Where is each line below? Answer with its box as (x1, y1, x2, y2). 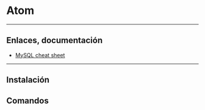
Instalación (6, 75, 50, 85)
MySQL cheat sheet (15, 51, 65, 58)
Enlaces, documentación (6, 35, 103, 46)
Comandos (6, 95, 49, 106)
